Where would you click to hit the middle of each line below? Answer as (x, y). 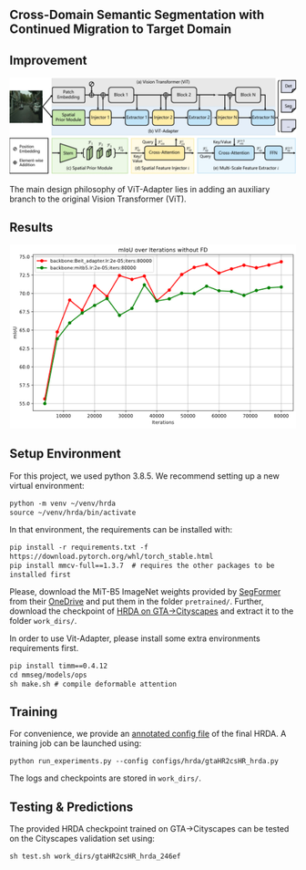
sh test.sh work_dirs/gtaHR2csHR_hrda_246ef (95, 856)
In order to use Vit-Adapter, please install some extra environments (135, 638)
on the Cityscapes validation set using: (82, 839)
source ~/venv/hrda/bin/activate (73, 513)
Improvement (48, 60)
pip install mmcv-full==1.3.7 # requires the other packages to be (142, 565)
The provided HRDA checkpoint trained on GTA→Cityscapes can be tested (149, 829)
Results (31, 227)
